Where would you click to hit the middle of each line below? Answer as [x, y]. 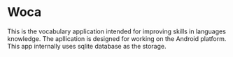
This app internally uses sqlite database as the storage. [87, 46]
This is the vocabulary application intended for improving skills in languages [116, 31]
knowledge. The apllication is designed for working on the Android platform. [117, 38]
